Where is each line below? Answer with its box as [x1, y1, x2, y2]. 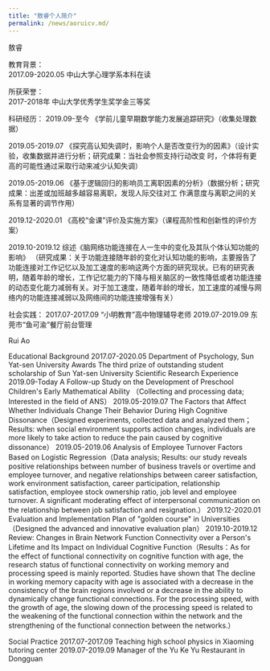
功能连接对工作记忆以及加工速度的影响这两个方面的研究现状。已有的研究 [8, 262, 247, 272]
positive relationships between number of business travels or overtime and [8, 461, 256, 471]
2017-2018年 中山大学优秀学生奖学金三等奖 [8, 96, 151, 106]
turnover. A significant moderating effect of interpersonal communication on [8, 495, 260, 505]
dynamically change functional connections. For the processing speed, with [8, 594, 260, 603]
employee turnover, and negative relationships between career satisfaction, [8, 469, 259, 479]
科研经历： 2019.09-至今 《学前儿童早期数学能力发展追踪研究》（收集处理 [8, 113, 250, 123]
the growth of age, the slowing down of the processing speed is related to [8, 602, 253, 612]
